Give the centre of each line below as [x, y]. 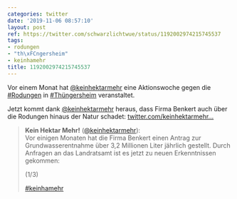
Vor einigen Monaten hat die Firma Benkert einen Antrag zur [113, 138]
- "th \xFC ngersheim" [38, 54]
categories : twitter [38, 14]
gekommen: [42, 160]
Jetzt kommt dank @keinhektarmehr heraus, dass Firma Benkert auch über [117, 108]
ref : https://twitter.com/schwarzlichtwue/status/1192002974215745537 [114, 34]
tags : [15, 41]
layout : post [27, 27]
